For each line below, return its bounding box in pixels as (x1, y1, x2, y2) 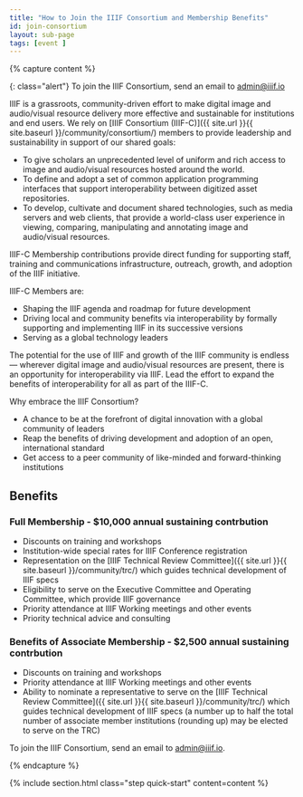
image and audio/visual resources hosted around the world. (22, 164, 245, 175)
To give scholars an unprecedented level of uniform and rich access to (22, 155, 287, 166)
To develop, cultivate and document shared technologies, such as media (22, 203, 294, 214)
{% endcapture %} (9, 760, 80, 771)
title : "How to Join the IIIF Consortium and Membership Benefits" (9, 13, 270, 23)
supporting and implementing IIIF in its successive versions (22, 322, 243, 333)
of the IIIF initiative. (9, 268, 80, 279)
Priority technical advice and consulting (22, 612, 171, 623)
